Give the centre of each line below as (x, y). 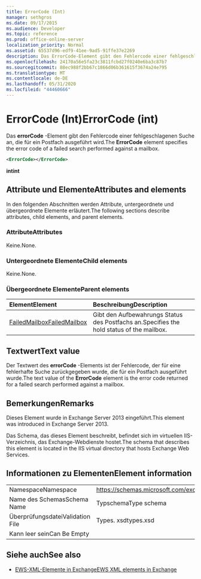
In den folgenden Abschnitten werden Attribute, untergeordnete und (90, 204)
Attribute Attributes (34, 232)
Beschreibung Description (130, 304)
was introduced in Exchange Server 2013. (57, 424)
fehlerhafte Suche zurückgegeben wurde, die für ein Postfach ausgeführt (97, 372)
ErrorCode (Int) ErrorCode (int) (82, 119)
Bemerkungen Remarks (50, 403)
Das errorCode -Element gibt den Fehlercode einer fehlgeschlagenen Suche (100, 136)
